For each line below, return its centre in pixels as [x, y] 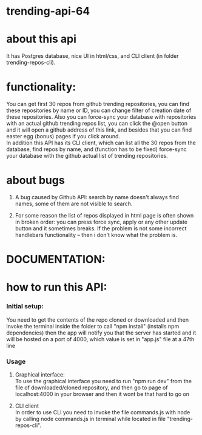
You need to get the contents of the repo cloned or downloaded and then [98, 320]
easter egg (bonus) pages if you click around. [63, 136]
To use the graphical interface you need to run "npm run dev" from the [103, 381]
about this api [42, 39]
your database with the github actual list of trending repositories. [87, 156]
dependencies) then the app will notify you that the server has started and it [101, 333]
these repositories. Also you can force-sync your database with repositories [101, 117]
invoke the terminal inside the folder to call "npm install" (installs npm [93, 326]
